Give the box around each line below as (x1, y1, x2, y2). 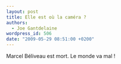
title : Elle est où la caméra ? (6, 14, 86, 20)
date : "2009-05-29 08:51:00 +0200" (6, 36, 95, 42)
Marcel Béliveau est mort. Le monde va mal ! (6, 53, 116, 59)
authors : (6, 20, 28, 25)
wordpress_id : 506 (6, 31, 52, 37)
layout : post (6, 8, 39, 15)
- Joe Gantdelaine (11, 25, 58, 31)
